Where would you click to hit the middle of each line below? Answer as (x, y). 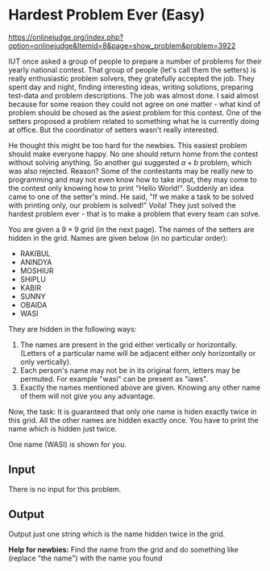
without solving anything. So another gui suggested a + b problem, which (130, 162)
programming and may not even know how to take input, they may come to (133, 180)
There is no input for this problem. (65, 489)
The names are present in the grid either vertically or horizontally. (129, 345)
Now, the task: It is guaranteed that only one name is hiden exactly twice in (133, 412)
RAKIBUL (35, 253)
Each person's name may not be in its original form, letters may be (130, 370)
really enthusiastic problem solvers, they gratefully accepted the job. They (132, 78)
